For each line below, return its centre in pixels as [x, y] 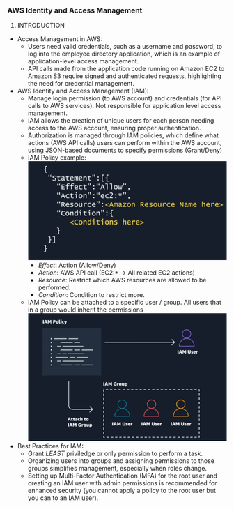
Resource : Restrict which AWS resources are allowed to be [122, 280]
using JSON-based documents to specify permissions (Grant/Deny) [125, 150]
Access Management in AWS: [60, 39]
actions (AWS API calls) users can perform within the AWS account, [125, 143]
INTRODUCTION [41, 26]
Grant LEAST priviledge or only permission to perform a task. [115, 453]
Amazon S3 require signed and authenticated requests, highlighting [124, 76]
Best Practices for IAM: [50, 446]
